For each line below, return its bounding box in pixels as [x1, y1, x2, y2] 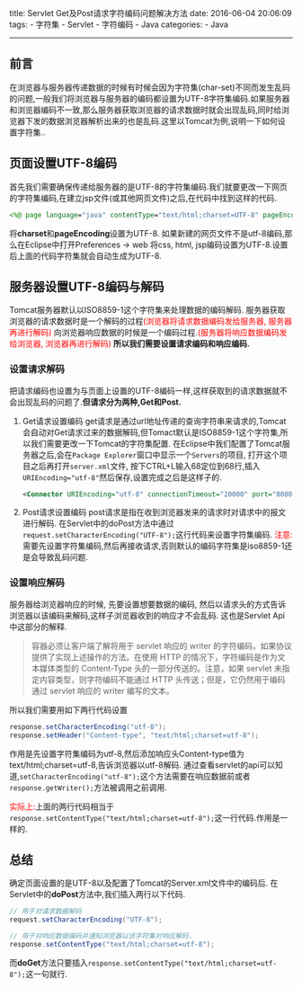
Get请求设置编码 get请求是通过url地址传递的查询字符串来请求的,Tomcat [22, 415, 287, 426]
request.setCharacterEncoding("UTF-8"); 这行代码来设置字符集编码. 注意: [22, 530, 293, 540]
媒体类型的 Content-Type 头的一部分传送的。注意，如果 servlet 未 [39, 663, 282, 673]
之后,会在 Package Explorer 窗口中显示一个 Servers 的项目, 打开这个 [38, 449, 280, 460]
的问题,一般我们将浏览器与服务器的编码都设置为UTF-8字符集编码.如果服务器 [9, 93, 290, 103]
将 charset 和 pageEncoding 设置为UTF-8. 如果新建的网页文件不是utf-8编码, [9, 227, 285, 238]
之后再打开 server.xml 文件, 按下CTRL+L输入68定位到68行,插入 [30, 460, 261, 471]
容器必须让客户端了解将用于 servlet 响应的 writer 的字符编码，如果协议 [31, 640, 292, 651]
